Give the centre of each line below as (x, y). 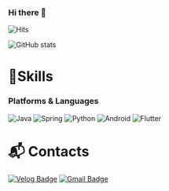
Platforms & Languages (53, 101)
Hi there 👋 (28, 13)
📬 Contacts (49, 151)
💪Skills (31, 77)
